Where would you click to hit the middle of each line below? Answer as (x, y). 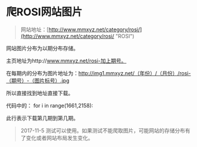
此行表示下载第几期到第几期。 (42, 118)
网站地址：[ (35, 29)
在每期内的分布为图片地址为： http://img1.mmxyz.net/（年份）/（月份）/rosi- (98, 73)
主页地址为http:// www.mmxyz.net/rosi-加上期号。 (66, 61)
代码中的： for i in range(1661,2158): (50, 105)
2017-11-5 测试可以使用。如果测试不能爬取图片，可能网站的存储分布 (103, 131)
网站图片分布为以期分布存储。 (42, 48)
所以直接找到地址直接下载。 (40, 93)
